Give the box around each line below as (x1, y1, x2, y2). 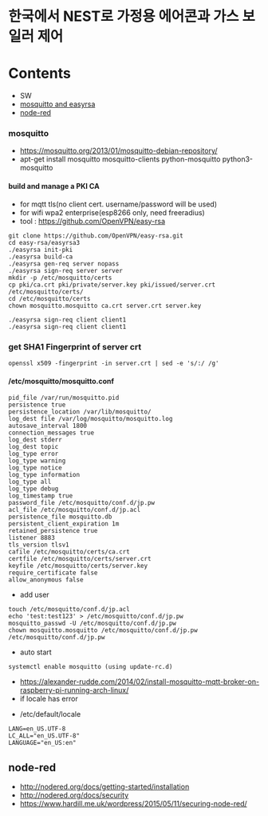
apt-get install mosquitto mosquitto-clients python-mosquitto (19, 154, 221, 164)
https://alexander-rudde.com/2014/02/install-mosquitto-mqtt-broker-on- (19, 677, 260, 686)
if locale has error (19, 694, 78, 704)
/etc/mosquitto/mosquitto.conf (8, 376, 114, 386)
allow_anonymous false (8, 576, 84, 584)
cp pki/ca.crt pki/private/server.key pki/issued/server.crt (8, 281, 216, 289)
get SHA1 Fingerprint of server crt (8, 341, 142, 352)
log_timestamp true (8, 492, 73, 500)
